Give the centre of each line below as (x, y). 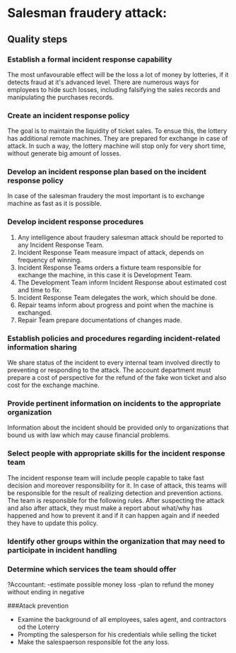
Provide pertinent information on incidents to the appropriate (114, 403)
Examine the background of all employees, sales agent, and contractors (122, 619)
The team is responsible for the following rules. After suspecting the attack (116, 500)
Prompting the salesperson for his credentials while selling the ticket (117, 634)
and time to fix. (39, 290)
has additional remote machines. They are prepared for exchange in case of (118, 139)
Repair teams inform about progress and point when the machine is (116, 305)
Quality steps (37, 39)
